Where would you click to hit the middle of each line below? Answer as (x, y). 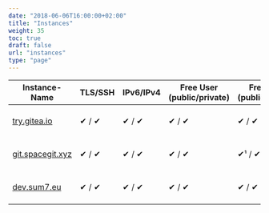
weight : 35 (26, 30)
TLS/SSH (97, 92)
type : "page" (30, 61)
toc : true (25, 38)
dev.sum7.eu (37, 187)
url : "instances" (37, 53)
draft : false (30, 46)
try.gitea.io (32, 121)
